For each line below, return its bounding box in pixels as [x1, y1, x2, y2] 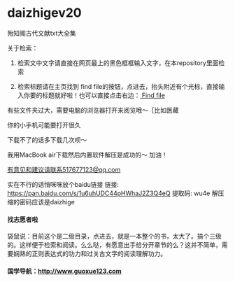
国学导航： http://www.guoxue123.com [7, 267, 122, 275]
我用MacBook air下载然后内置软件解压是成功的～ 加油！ [7, 150, 168, 159]
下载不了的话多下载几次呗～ [7, 135, 87, 144]
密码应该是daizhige [19, 197, 75, 206]
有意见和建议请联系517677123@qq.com [7, 165, 121, 174]
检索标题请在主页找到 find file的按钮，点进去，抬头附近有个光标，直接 [17, 82, 219, 90]
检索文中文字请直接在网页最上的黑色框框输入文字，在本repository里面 [17, 58, 219, 67]
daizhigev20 [7, 5, 82, 21]
